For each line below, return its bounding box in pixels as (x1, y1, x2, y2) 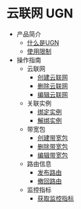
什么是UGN (26, 38, 60, 46)
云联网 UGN (6, 6, 73, 21)
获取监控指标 (37, 194, 74, 202)
